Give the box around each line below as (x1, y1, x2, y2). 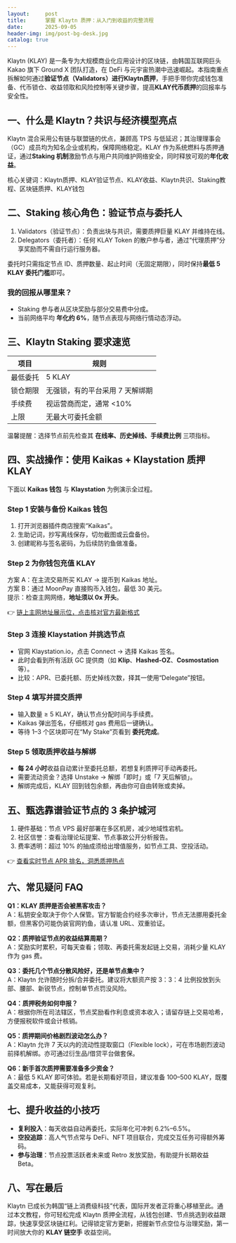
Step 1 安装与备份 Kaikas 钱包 (7, 504, 107, 514)
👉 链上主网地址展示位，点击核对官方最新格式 (7, 608, 140, 617)
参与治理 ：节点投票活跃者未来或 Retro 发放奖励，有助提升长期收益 (17, 1150, 209, 1159)
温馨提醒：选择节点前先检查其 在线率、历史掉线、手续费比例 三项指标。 (7, 431, 214, 439)
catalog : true (7, 37, 49, 44)
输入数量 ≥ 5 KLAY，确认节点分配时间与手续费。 (17, 709, 157, 718)
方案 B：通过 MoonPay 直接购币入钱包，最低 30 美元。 (7, 584, 166, 593)
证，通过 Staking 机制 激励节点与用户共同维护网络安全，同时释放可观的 (7, 152, 211, 160)
